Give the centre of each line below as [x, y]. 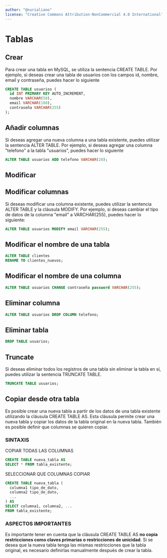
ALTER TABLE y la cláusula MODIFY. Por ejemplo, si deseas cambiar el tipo [82, 209]
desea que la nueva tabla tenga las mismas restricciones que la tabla [76, 545]
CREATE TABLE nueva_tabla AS [35, 460]
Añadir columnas [32, 128]
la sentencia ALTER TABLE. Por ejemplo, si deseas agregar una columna [79, 145]
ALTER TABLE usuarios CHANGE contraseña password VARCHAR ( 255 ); [73, 287]
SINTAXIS [17, 440]
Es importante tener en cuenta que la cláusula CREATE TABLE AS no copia [82, 535]
